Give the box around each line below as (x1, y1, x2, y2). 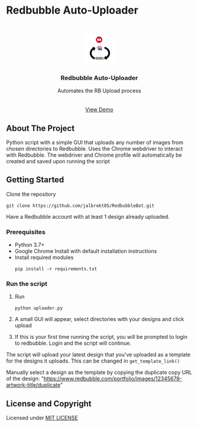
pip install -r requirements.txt (14, 266, 98, 272)
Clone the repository (6, 190, 56, 198)
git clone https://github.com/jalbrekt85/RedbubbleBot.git (6, 202, 155, 209)
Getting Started (6, 175, 64, 185)
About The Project (6, 123, 75, 133)
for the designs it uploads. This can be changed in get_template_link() (6, 357, 180, 364)
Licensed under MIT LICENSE (6, 415, 78, 422)
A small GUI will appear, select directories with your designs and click (14, 316, 184, 323)
